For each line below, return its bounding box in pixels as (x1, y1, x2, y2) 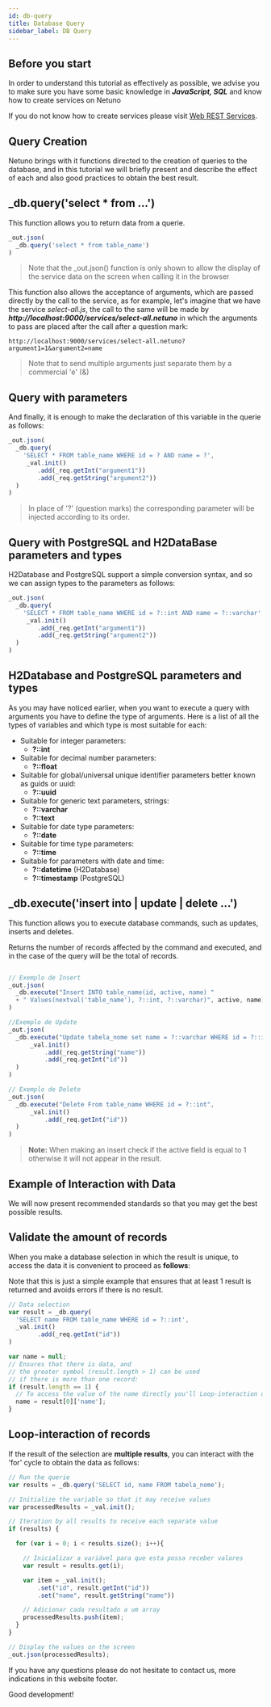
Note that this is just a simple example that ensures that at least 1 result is (8, 1276, 252, 1286)
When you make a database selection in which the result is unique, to (8, 1252, 240, 1262)
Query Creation (8, 134, 88, 148)
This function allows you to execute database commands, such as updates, (8, 918, 259, 928)
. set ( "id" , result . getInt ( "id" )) (37, 1583, 150, 1592)
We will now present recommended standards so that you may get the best (8, 1199, 258, 1208)
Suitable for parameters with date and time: (19, 856, 165, 866)
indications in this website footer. (8, 1674, 119, 1684)
